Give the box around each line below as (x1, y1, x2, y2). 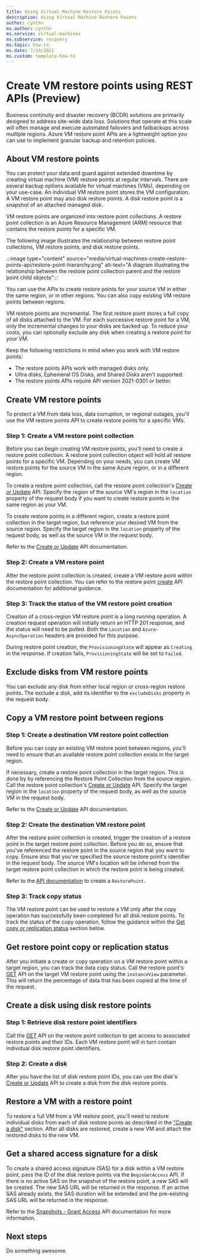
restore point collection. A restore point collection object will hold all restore (6, 452, 191, 459)
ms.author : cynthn (6, 25, 52, 32)
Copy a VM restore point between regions (6, 713, 164, 723)
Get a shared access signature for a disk (6, 1149, 159, 1159)
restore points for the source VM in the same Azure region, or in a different (6, 464, 189, 471)
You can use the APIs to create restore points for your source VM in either (6, 286, 187, 293)
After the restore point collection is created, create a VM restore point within (6, 572, 192, 579)
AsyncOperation (6, 633, 44, 639)
